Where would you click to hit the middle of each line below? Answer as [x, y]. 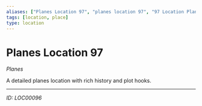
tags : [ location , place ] [37, 17]
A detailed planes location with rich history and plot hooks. [79, 81]
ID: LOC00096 [24, 98]
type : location [25, 23]
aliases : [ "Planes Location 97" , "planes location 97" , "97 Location [95, 12]
